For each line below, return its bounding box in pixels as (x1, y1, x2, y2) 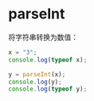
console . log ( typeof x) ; (8, 55, 88, 64)
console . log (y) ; (8, 78, 62, 86)
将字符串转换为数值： (8, 32, 78, 42)
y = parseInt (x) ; (8, 70, 66, 79)
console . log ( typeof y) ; (8, 85, 88, 93)
